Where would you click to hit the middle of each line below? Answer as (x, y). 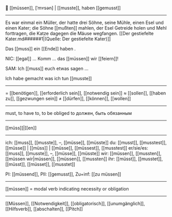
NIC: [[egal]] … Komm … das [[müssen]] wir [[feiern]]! (62, 58)
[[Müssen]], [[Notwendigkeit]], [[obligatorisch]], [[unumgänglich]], (75, 203)
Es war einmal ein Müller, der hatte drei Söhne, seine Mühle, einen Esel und (84, 22)
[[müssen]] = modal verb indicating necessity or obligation (67, 189)
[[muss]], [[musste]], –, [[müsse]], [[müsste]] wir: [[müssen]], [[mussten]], (83, 153)
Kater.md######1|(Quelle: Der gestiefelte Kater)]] (58, 39)
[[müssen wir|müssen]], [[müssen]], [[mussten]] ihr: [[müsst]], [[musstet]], (84, 159)
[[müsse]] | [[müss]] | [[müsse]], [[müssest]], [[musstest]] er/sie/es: (77, 148)
